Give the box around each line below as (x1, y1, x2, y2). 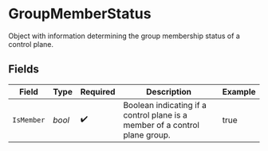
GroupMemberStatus (8, 5, 152, 23)
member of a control (123, 119, 199, 130)
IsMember (12, 115, 45, 124)
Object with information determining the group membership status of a (8, 31, 241, 41)
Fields (8, 63, 40, 76)
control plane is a (123, 109, 187, 120)
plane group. (123, 129, 171, 140)
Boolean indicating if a (123, 99, 207, 110)
